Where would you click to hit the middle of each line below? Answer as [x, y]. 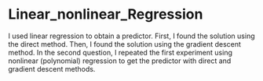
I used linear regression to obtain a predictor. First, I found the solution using [131, 36]
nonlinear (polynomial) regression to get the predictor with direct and [120, 61]
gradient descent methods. [52, 69]
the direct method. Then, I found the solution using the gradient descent [125, 44]
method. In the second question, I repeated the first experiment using [121, 52]
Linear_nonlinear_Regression [106, 14]
